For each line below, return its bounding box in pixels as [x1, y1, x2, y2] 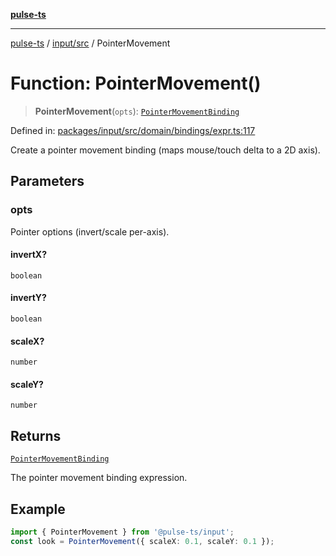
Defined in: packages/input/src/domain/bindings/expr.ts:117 [10, 124, 256, 136]
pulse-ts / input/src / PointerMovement [10, 37, 171, 49]
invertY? [10, 292, 47, 304]
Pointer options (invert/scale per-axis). [10, 225, 170, 238]
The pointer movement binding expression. [10, 472, 188, 484]
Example [10, 500, 66, 518]
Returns [10, 427, 62, 444]
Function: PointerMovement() [10, 72, 262, 95]
